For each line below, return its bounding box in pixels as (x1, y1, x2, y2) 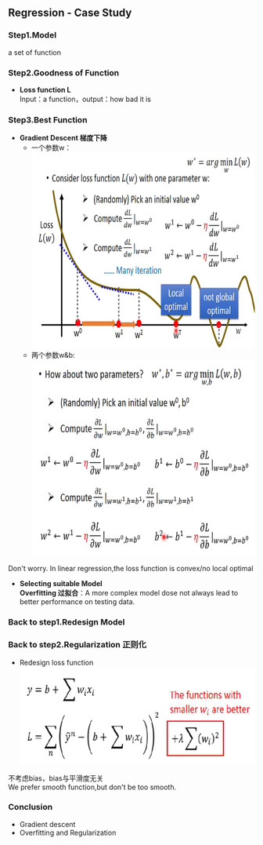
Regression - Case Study (8, 6, 132, 20)
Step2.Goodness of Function (8, 67, 120, 78)
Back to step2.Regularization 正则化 (8, 639, 147, 650)
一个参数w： (31, 143, 72, 152)
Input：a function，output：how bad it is (19, 94, 151, 104)
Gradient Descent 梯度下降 (19, 133, 108, 143)
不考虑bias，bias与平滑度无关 (8, 773, 104, 783)
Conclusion (8, 802, 53, 813)
